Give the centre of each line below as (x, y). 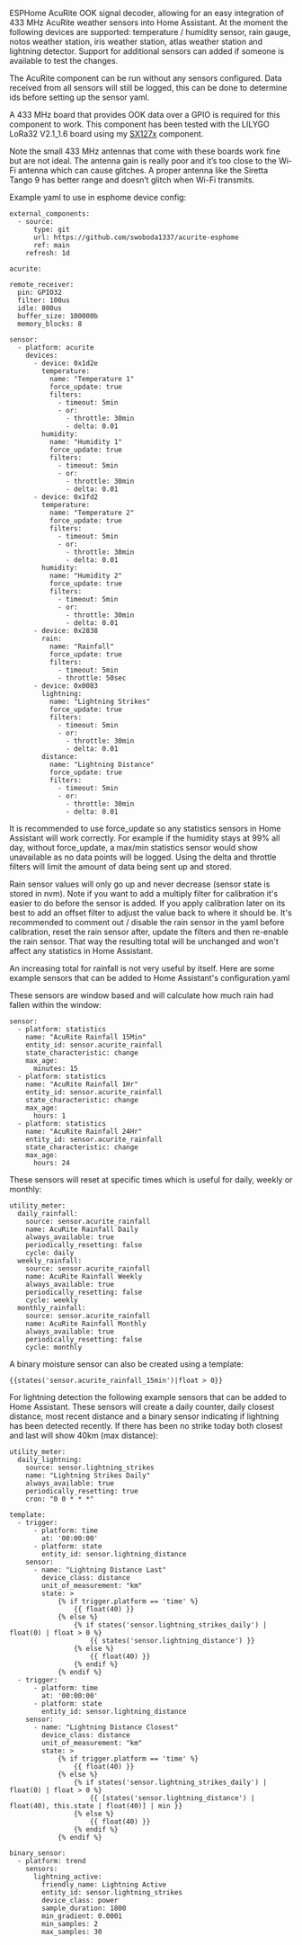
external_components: (50, 214)
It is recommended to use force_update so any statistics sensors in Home (145, 828)
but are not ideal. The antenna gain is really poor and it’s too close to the (143, 161)
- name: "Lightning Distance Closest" (106, 1727)
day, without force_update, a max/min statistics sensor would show (133, 848)
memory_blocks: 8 (50, 324)
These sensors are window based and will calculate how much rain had (142, 995)
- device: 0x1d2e (66, 363)
